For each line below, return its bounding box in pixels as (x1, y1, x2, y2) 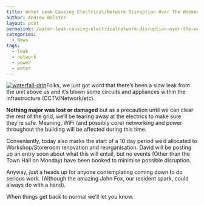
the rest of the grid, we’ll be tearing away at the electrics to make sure (6, 113, 182, 120)
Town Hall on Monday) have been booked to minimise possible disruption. (6, 157, 191, 164)
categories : (6, 32, 36, 38)
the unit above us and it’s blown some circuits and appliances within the (6, 88, 186, 96)
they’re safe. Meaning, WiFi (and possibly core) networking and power (6, 119, 182, 127)
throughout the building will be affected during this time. (6, 125, 147, 133)
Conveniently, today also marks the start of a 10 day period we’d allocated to (6, 138, 197, 145)
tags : (6, 43, 20, 49)
